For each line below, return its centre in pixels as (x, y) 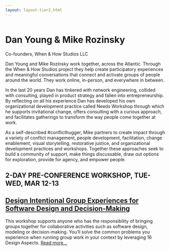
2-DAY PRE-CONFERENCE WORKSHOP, (69, 175)
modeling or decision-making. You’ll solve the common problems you (78, 232)
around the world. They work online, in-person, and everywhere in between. (85, 80)
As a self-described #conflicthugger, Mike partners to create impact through (85, 132)
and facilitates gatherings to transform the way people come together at (80, 117)
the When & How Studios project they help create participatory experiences (84, 69)
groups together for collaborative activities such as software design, (77, 226)
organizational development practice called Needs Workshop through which (85, 106)
